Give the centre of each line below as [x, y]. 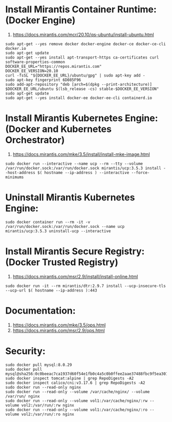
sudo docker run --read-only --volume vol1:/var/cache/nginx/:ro [76, 410]
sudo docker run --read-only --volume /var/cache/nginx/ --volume [78, 392]
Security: [26, 351]
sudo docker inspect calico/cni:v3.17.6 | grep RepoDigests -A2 [75, 383]
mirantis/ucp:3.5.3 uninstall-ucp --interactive [58, 231]
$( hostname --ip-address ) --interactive [83, 172]
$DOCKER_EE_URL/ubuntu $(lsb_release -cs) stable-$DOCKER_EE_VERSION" [82, 89]
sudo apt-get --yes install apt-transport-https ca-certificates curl [82, 57]
